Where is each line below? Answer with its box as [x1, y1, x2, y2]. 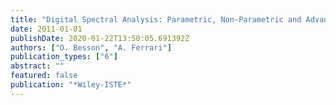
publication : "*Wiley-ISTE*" [10, 80, 132, 90]
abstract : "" [10, 61, 65, 71]
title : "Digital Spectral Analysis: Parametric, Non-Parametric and [10, 14, 302, 25]
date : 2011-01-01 [10, 24, 83, 34]
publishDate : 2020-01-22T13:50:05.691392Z [10, 33, 190, 43]
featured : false [10, 71, 78, 81]
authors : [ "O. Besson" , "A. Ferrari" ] [10, 42, 172, 53]
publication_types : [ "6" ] [10, 52, 118, 62]
